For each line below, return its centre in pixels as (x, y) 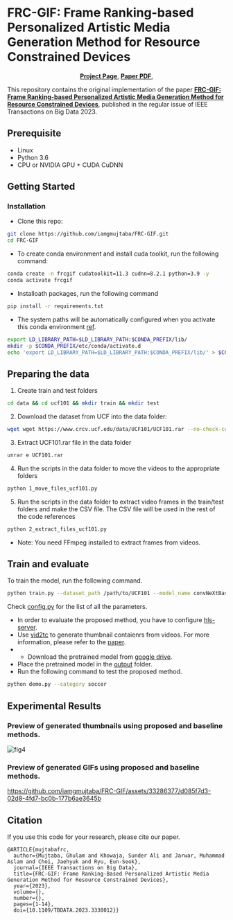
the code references (46, 516)
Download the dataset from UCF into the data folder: (92, 416)
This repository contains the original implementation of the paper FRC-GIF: (114, 89)
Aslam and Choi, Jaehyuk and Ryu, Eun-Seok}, (74, 861)
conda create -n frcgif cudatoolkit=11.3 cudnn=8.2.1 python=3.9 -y (108, 274)
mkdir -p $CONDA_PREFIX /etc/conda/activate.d (74, 346)
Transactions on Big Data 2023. (52, 112)
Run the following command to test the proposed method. (100, 672)
